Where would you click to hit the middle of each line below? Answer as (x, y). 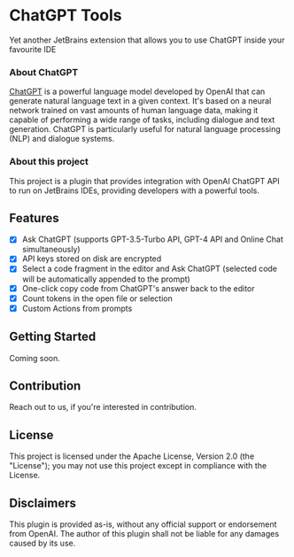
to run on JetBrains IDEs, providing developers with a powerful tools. (134, 190)
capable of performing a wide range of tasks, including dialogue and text (142, 120)
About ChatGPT (44, 72)
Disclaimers (43, 503)
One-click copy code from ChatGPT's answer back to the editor (138, 288)
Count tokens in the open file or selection (97, 298)
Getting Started (53, 337)
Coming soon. (35, 358)
